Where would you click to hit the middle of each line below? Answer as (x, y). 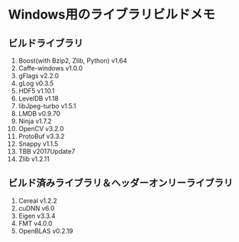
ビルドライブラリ (46, 43)
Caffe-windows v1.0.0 (50, 68)
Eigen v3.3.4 (37, 216)
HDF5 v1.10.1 (36, 91)
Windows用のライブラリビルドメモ (112, 15)
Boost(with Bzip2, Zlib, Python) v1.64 (73, 60)
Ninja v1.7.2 (35, 121)
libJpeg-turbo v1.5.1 (47, 106)
